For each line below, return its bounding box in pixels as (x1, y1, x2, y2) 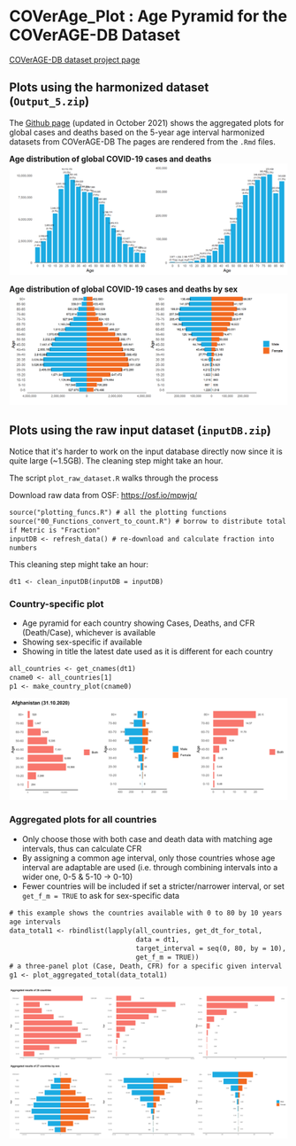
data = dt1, (135, 935, 179, 944)
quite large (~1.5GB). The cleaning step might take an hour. (9, 456, 224, 466)
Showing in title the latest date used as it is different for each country (21, 646, 274, 657)
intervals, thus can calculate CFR (21, 843, 142, 854)
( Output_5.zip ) (9, 94, 90, 109)
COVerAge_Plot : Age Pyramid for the (9, 6, 288, 27)
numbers (9, 543, 38, 553)
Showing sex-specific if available (21, 636, 143, 648)
